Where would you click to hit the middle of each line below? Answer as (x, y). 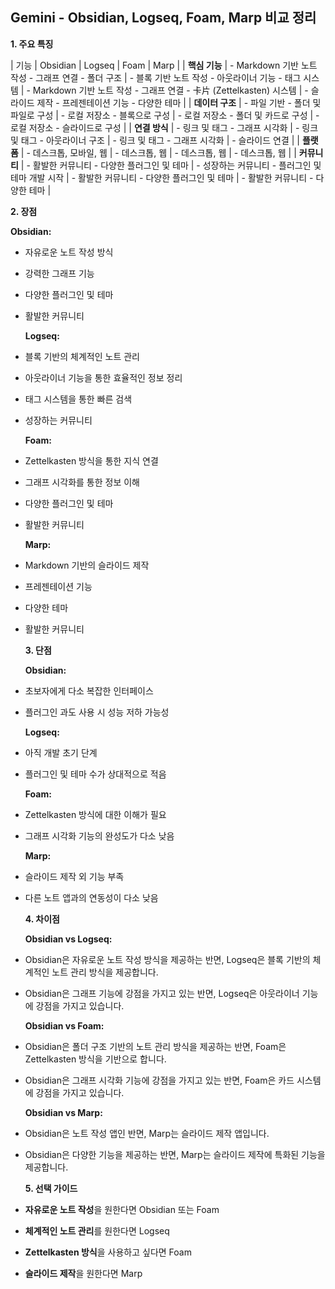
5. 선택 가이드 (51, 1188)
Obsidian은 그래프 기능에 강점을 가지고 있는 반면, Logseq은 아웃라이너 (162, 993)
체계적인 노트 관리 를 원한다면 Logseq (97, 1230)
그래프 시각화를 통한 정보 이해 (82, 482)
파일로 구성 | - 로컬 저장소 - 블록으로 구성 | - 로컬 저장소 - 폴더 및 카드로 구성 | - (165, 115)
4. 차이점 (42, 919)
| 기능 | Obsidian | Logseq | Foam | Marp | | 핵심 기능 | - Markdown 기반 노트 (164, 65)
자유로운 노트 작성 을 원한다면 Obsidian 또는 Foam (122, 1209)
